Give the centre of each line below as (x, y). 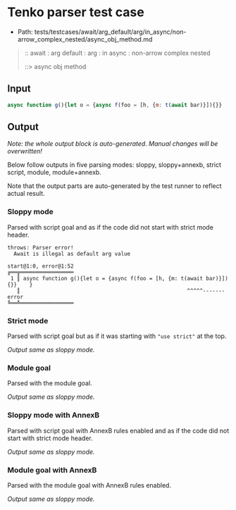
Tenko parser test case (76, 12)
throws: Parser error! (41, 247)
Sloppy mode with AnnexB (54, 415)
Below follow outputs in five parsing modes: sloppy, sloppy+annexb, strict (114, 165)
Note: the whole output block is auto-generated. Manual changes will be (113, 144)
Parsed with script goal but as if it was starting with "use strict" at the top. (117, 336)
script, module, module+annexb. (55, 173)
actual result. (26, 194)
